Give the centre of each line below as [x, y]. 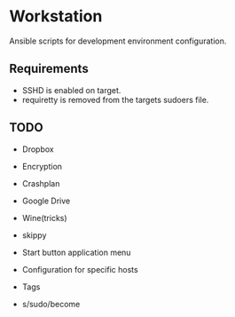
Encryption [42, 166]
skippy [34, 235]
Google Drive [46, 201]
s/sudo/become [51, 304]
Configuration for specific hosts [80, 269]
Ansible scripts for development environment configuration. [118, 41]
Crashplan [41, 183]
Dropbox [38, 149]
